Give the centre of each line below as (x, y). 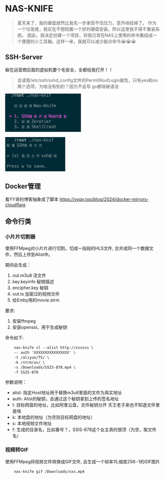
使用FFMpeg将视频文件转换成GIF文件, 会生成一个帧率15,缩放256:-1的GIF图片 (82, 461)
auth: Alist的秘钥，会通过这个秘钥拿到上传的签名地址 (66, 399)
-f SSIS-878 (26, 372)
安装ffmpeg (24, 321)
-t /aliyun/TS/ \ (32, 358)
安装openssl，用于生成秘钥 (40, 327)
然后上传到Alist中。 (33, 255)
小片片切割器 (20, 236)
